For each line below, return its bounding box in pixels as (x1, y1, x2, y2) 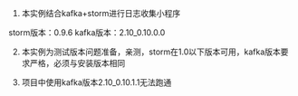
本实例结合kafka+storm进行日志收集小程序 (21, 8, 181, 18)
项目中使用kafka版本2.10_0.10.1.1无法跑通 (21, 77, 172, 88)
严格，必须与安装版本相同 (29, 58, 126, 68)
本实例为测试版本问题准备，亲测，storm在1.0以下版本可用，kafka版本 (21, 46, 282, 57)
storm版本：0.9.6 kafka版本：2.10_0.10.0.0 (8, 27, 166, 38)
